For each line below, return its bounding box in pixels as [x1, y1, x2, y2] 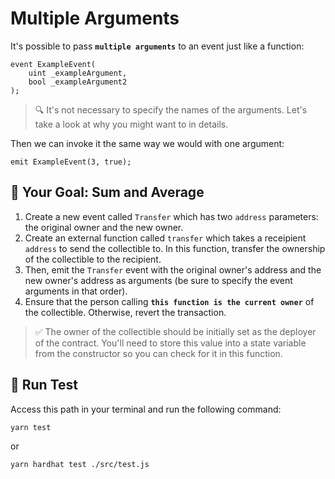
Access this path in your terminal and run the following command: [10, 403, 282, 415]
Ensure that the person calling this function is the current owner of [24, 295, 315, 307]
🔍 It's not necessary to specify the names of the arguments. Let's [34, 103, 308, 116]
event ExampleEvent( [10, 59, 97, 69]
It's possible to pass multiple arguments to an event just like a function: [10, 40, 305, 52]
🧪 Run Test [10, 377, 79, 394]
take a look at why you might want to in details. [34, 118, 229, 130]
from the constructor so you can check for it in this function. [34, 347, 283, 359]
